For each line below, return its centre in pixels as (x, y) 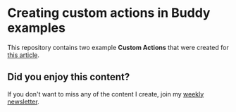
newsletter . (24, 101)
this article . (24, 55)
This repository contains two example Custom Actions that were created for (118, 47)
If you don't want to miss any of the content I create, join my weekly (106, 94)
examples (36, 28)
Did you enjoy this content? (69, 77)
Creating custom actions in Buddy (109, 13)
